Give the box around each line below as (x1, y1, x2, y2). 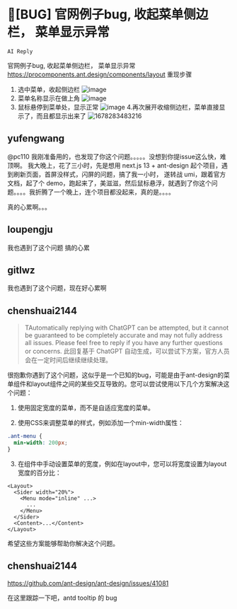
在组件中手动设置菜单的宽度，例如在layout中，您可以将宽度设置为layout (17, 459, 227, 468)
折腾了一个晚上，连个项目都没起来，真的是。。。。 (35, 187, 175, 196)
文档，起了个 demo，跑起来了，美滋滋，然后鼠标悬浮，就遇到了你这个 (7, 178, 212, 187)
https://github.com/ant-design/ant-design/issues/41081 (7, 579, 169, 587)
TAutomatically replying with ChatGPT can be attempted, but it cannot (24, 323, 229, 332)
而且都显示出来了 (36, 111, 86, 120)
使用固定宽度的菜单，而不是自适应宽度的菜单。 (17, 404, 154, 412)
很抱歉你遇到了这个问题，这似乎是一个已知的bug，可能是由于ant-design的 (7, 371, 224, 379)
